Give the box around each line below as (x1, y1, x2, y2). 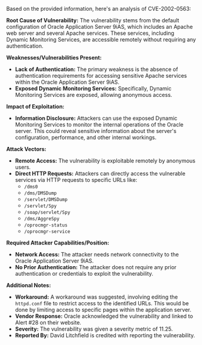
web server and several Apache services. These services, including (6, 30, 175, 37)
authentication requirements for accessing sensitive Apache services (14, 72, 187, 79)
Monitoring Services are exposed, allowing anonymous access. (14, 92, 172, 98)
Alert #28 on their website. (14, 319, 81, 326)
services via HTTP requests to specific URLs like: (14, 176, 137, 183)
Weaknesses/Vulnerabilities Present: (6, 54, 102, 61)
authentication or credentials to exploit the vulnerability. (14, 270, 154, 277)
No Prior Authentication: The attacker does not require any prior (14, 264, 177, 270)
